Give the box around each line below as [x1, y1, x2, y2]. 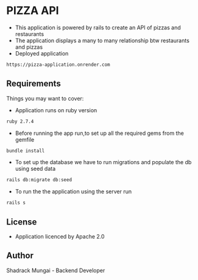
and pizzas [15, 43, 43, 51]
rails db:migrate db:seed [6, 177, 72, 183]
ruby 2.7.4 [6, 118, 34, 124]
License [6, 217, 37, 227]
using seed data [15, 165, 56, 173]
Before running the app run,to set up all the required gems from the [15, 129, 184, 137]
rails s [6, 199, 26, 206]
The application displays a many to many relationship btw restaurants [15, 37, 190, 44]
